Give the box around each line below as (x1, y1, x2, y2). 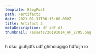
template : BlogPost (5, 7, 45, 12)
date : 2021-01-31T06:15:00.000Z (5, 16, 71, 21)
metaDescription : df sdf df (5, 26, 63, 30)
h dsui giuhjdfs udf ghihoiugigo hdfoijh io (5, 44, 88, 49)
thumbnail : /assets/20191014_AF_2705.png (5, 30, 92, 35)
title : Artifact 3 (5, 21, 43, 26)
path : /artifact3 (5, 12, 41, 17)
